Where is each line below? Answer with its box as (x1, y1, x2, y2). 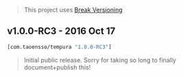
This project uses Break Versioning (23, 6, 123, 14)
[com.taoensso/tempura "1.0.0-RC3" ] (7, 44, 112, 50)
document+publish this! (23, 63, 91, 71)
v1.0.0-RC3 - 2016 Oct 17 (7, 25, 116, 37)
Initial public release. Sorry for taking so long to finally (23, 56, 177, 64)
